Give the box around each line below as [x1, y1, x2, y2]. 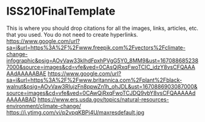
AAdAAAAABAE [6, 70, 47, 77]
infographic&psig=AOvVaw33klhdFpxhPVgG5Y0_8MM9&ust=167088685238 [6, 57, 199, 64]
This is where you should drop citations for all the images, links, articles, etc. [6, 24, 199, 32]
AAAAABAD [6, 96, 37, 103]
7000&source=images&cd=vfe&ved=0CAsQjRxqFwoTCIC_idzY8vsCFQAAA [6, 63, 195, 71]
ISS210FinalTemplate [6, 4, 116, 18]
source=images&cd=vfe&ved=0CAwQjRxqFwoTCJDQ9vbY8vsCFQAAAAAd [6, 89, 196, 96]
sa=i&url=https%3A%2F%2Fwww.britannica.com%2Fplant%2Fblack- [6, 76, 182, 84]
